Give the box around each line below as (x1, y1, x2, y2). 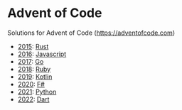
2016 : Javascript (17, 50, 67, 58)
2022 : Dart (17, 94, 50, 104)
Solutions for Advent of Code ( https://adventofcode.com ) (7, 28, 176, 37)
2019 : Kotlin (17, 72, 53, 81)
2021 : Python (17, 87, 57, 96)
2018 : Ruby (17, 65, 51, 73)
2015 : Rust (17, 42, 49, 50)
